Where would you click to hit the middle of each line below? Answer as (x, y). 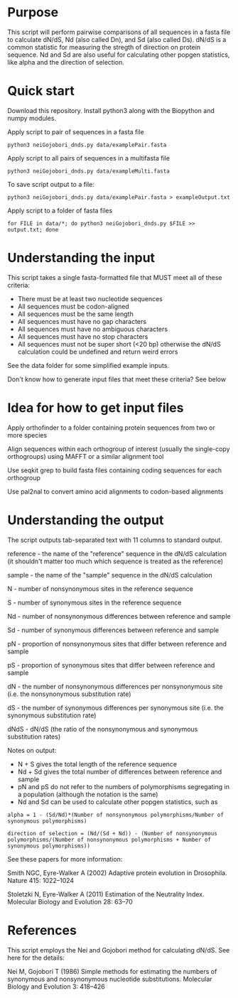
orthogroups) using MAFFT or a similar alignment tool (86, 456)
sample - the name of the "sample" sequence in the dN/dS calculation (110, 575)
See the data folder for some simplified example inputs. (88, 365)
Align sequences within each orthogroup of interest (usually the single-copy (119, 449)
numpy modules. (32, 118)
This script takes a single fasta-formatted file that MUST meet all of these (115, 277)
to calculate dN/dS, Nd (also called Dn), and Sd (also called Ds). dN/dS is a (117, 39)
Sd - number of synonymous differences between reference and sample (113, 630)
